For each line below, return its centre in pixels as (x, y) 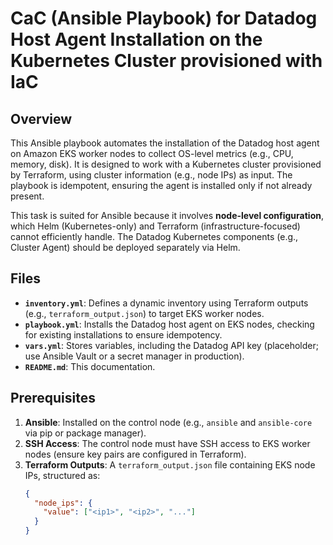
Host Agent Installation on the (136, 39)
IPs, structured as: (62, 475)
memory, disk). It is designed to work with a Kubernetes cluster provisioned (166, 164)
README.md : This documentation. (90, 366)
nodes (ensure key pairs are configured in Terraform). (135, 454)
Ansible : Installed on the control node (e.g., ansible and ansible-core (168, 422)
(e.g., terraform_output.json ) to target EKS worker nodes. (144, 313)
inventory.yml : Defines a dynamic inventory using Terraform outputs (166, 303)
